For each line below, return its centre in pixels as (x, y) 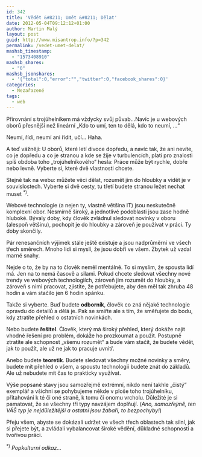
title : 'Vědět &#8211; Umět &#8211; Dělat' (62, 18)
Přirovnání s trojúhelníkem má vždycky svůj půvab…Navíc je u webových (96, 119)
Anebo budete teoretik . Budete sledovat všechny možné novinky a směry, (99, 360)
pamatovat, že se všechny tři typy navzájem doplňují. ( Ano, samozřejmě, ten (101, 404)
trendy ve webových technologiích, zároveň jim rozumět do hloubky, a (93, 280)
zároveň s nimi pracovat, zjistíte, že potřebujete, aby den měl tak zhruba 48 (100, 287)
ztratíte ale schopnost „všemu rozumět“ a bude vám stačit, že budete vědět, (100, 342)
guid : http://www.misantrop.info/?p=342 (58, 40)
